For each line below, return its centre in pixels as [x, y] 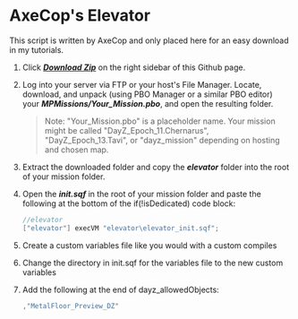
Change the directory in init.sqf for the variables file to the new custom [153, 263]
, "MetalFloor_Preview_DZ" [70, 306]
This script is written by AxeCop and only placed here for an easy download [149, 40]
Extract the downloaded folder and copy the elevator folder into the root [155, 167]
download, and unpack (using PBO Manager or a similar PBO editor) [147, 94]
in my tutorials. [37, 49]
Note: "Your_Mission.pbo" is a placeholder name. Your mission [160, 121]
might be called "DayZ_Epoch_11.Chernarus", [127, 130]
